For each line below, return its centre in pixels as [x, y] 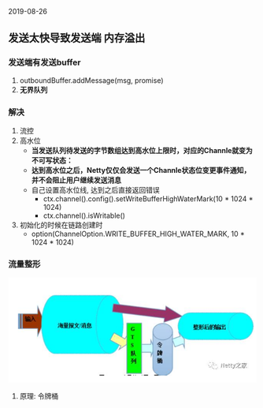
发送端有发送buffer [44, 62]
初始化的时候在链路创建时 [61, 225]
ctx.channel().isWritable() [84, 215]
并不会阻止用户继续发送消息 [76, 180]
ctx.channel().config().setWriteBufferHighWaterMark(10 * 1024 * [148, 198]
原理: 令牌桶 [39, 396]
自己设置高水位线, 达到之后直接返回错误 [95, 189]
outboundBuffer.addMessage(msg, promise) [91, 80]
